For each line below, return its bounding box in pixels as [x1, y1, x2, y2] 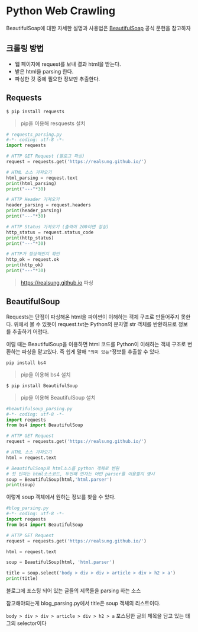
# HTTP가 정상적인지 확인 [6, 251, 60, 257]
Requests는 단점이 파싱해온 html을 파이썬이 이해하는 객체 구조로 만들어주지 [6, 313, 180, 320]
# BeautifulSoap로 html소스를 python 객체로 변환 [6, 465, 120, 471]
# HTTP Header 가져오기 [6, 197, 60, 203]
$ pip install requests [6, 108, 65, 114]
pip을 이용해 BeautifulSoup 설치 [20, 394, 96, 401]
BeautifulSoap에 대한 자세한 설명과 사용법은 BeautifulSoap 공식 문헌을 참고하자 [6, 24, 191, 31]
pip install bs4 [6, 360, 46, 366]
